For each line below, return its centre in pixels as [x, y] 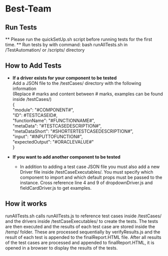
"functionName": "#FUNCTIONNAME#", [54, 120]
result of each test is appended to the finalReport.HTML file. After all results [83, 237]
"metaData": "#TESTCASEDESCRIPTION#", [57, 125]
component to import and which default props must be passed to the [91, 177]
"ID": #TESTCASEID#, [35, 115]
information [24, 88]
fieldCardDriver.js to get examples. [56, 188]
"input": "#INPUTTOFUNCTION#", [48, 137]
